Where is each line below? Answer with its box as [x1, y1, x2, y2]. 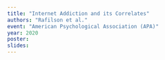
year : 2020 [7, 29, 39, 37]
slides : [7, 42, 30, 49]
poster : [7, 36, 30, 43]
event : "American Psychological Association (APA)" [7, 23, 159, 30]
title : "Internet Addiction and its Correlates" [7, 10, 150, 17]
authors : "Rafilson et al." [7, 17, 88, 23]
